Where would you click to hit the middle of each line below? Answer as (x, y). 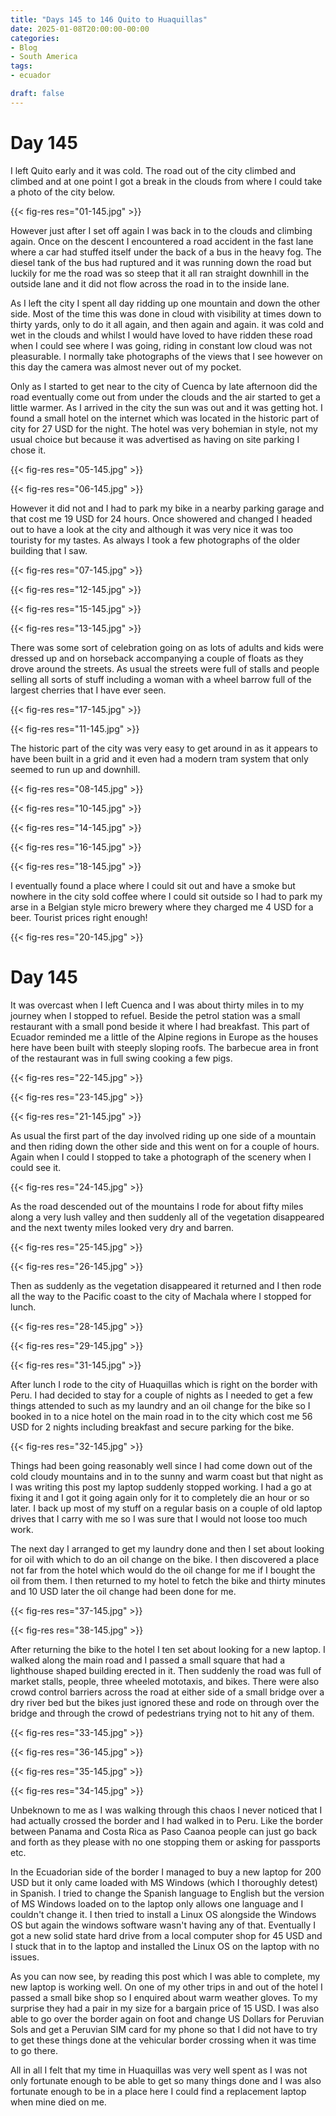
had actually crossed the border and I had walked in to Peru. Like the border (167, 1820)
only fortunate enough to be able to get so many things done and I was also (166, 2080)
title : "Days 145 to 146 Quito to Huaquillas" (109, 19)
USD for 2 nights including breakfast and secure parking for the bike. (152, 1427)
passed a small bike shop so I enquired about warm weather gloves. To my (164, 1997)
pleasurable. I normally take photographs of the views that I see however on (166, 356)
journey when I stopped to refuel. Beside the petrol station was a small (155, 1015)
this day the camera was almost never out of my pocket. (126, 367)
